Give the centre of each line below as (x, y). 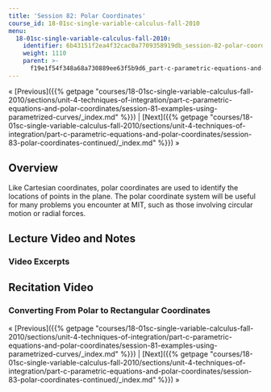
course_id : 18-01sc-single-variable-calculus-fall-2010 (104, 23)
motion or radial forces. (47, 213)
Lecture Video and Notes (72, 238)
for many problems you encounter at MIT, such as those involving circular (131, 204)
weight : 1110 (45, 53)
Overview (33, 168)
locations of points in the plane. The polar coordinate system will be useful (132, 196)
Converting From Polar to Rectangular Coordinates (110, 311)
